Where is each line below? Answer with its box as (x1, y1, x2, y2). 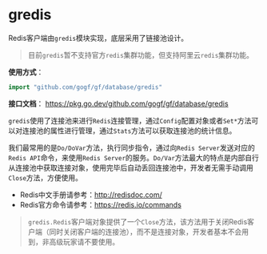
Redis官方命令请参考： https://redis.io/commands (19, 200, 182, 209)
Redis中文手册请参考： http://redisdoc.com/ (19, 190, 162, 200)
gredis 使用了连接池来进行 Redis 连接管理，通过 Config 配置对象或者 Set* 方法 (8, 115, 252, 125)
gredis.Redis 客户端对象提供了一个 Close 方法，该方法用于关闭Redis (27, 216, 248, 226)
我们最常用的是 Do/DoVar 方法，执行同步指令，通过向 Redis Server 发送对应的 (8, 143, 256, 152)
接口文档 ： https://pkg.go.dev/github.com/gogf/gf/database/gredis (8, 99, 229, 108)
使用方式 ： (8, 67, 44, 77)
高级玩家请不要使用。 (49, 236, 120, 246)
